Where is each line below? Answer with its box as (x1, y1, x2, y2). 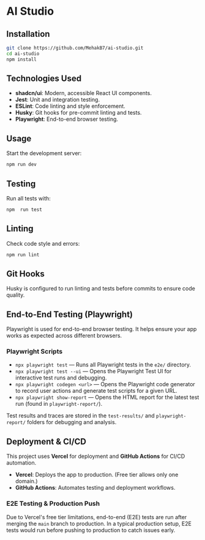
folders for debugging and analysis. (27, 419, 117, 426)
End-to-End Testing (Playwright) (6, 309, 133, 319)
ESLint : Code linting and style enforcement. (15, 102, 125, 110)
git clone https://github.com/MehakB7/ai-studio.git (6, 45, 144, 51)
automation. (6, 459, 37, 466)
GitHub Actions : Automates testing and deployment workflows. (15, 484, 176, 492)
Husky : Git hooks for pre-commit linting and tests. (15, 109, 142, 116)
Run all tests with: (6, 194, 51, 202)
